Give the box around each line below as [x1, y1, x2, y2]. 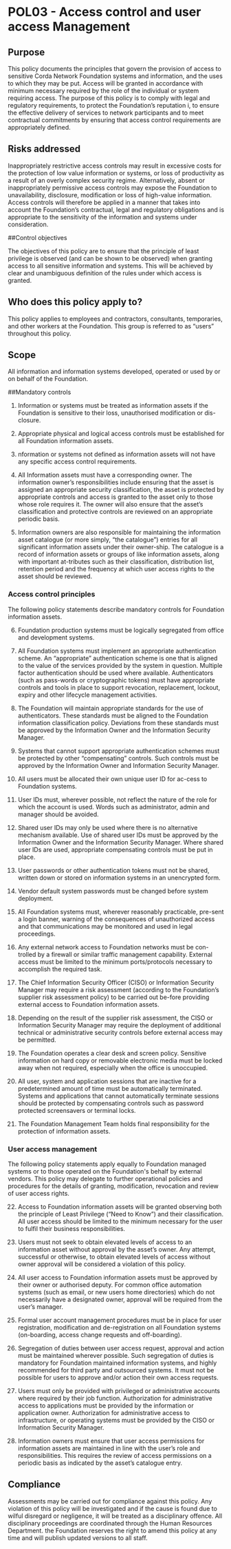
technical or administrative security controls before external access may [17, 1028, 223, 1036]
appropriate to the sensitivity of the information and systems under [8, 213, 197, 221]
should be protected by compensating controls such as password [17, 1098, 204, 1107]
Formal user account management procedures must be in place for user [17, 1316, 222, 1325]
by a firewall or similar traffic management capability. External [37, 950, 212, 958]
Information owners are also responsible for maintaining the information [17, 529, 221, 537]
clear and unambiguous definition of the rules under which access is [8, 268, 202, 277]
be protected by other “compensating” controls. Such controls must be [17, 753, 219, 762]
